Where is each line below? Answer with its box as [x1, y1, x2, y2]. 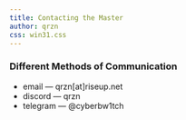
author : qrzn [9, 22, 59, 31]
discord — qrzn [22, 90, 81, 101]
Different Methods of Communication [9, 60, 178, 73]
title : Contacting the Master [9, 13, 124, 23]
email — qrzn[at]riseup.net [22, 81, 123, 92]
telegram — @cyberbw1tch [22, 100, 124, 111]
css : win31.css [9, 30, 67, 39]
